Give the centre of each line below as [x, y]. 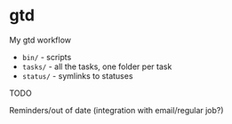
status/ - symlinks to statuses [77, 75]
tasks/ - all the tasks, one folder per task [97, 66]
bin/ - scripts [47, 57]
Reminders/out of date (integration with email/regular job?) [116, 110]
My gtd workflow [40, 40]
